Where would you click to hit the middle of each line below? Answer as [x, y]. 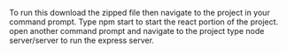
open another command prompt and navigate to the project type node [137, 31]
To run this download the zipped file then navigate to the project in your [140, 13]
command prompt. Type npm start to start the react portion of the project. [144, 22]
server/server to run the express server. [82, 40]
